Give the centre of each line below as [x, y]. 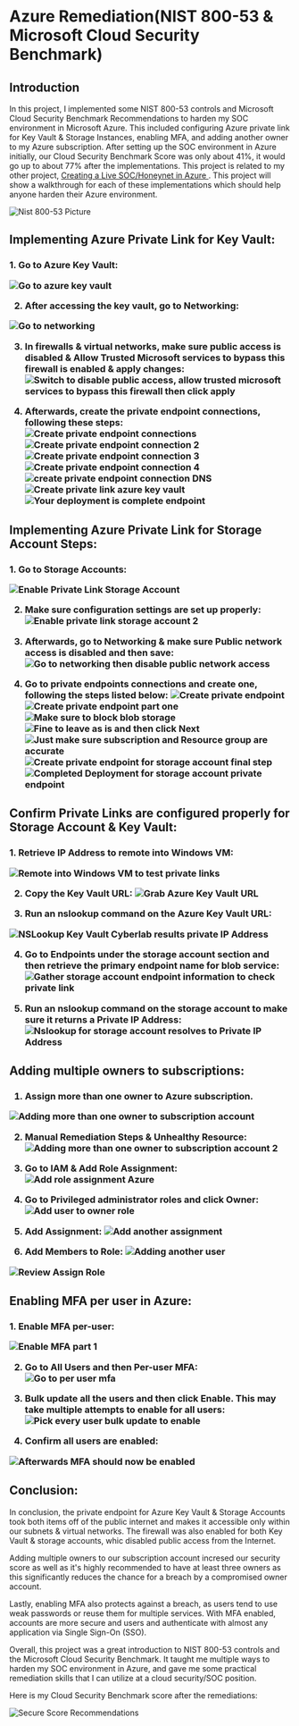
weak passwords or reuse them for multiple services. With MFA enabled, [143, 1613]
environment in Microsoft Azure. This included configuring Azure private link [149, 128]
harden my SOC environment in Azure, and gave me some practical [133, 1668]
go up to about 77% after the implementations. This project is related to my [147, 166]
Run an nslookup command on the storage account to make [156, 1008]
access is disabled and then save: [100, 653]
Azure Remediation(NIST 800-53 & [141, 17]
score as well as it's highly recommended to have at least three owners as [145, 1567]
